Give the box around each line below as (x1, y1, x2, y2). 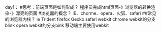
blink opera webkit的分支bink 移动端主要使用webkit (5, 22, 109, 28)
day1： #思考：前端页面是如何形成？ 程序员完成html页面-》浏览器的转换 (5, 4, 151, 10)
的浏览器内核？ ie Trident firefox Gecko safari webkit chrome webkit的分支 (5, 16, 156, 22)
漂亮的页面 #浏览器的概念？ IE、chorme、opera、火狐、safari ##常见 (15, 10, 157, 16)
